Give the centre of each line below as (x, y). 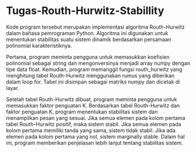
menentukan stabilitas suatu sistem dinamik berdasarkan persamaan (89, 39)
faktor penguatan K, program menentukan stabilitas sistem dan (82, 112)
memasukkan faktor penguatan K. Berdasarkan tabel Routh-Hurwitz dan (93, 105)
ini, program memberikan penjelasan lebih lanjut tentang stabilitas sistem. (94, 143)
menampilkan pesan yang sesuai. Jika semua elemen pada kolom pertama (96, 118)
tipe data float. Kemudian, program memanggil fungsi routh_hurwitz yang (94, 69)
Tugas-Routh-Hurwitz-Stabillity (85, 11)
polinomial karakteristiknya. (39, 46)
